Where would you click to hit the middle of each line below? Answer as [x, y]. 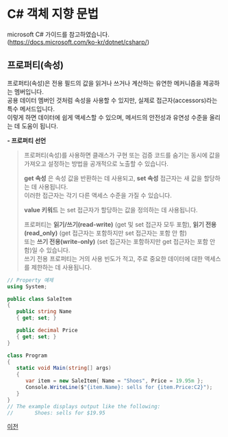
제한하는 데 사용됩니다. [62, 267]
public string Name [44, 312]
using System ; [27, 286]
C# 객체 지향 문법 [53, 14]
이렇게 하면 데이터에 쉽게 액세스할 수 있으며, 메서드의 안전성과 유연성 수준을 [107, 117]
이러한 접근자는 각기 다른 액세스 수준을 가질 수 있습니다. [98, 195]
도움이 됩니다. [40, 126]
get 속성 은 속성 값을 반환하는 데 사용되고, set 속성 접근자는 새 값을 [113, 178]
